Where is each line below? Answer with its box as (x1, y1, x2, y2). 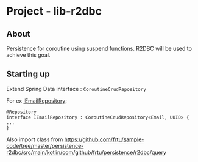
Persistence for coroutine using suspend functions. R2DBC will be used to (6, 45, 192, 52)
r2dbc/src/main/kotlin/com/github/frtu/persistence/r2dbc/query (6, 149, 166, 156)
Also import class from (6, 136, 63, 143)
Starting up (6, 69, 50, 79)
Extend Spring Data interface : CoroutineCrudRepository (6, 85, 146, 92)
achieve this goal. (6, 51, 51, 59)
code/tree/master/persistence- (6, 142, 84, 149)
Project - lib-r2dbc (6, 4, 102, 18)
